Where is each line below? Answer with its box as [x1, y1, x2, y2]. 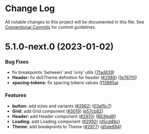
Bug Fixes [5, 59, 29, 66]
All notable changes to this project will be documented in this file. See [5, 19, 145, 25]
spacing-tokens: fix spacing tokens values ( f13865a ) [12, 80, 119, 85]
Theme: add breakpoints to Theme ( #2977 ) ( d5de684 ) [12, 123, 122, 129]
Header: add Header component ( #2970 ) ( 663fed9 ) [12, 113, 116, 119]
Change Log [5, 3, 55, 14]
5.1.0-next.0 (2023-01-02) [5, 41, 114, 52]
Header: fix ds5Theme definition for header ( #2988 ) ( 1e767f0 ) [12, 75, 137, 81]
